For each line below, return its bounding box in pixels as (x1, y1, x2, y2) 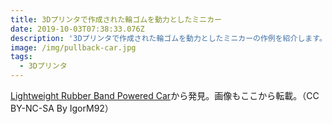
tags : (10, 52, 33, 62)
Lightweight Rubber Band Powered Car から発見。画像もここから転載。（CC (10, 90, 320, 101)
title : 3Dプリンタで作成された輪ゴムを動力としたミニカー (10, 14, 222, 25)
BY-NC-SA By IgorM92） (10, 102, 114, 114)
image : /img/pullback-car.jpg (10, 42, 137, 53)
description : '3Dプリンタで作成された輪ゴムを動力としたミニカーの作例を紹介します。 (10, 33, 327, 43)
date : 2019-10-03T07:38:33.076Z (10, 24, 145, 34)
